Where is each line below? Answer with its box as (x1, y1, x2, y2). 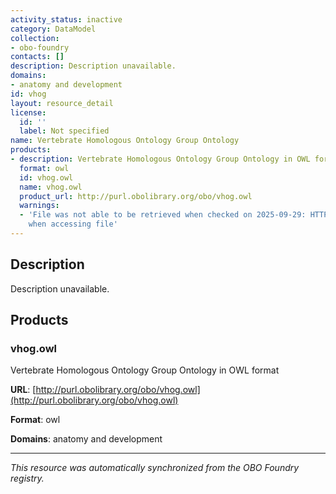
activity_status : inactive (10, 14, 123, 25)
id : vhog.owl (19, 172, 74, 183)
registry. (10, 472, 45, 485)
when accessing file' (28, 219, 118, 230)
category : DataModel (10, 24, 97, 34)
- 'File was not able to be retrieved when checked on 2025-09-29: (19, 210, 307, 220)
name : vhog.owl (19, 182, 83, 192)
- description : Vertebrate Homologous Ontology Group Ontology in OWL (10, 154, 311, 164)
